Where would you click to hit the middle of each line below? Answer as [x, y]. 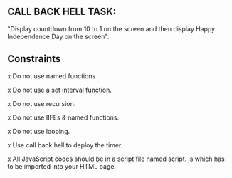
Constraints [34, 59]
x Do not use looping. [38, 131]
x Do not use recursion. [42, 103]
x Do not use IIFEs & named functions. [63, 117]
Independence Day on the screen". [58, 36]
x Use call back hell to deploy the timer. [65, 145]
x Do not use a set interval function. [59, 90]
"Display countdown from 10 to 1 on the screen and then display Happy [111, 28]
